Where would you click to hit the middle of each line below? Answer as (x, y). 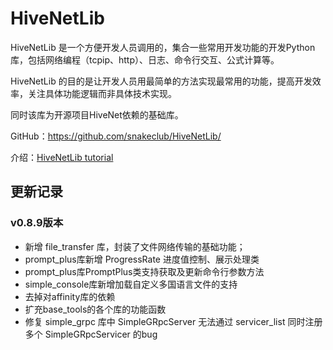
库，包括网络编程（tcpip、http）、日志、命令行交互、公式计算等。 (145, 59)
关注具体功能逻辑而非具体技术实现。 (102, 93)
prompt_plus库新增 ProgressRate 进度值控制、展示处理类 (142, 259)
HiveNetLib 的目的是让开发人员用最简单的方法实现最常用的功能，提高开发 (161, 81)
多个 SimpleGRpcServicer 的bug (91, 334)
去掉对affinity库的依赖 (70, 296)
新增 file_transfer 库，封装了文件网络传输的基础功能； (135, 246)
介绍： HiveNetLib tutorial (62, 157)
